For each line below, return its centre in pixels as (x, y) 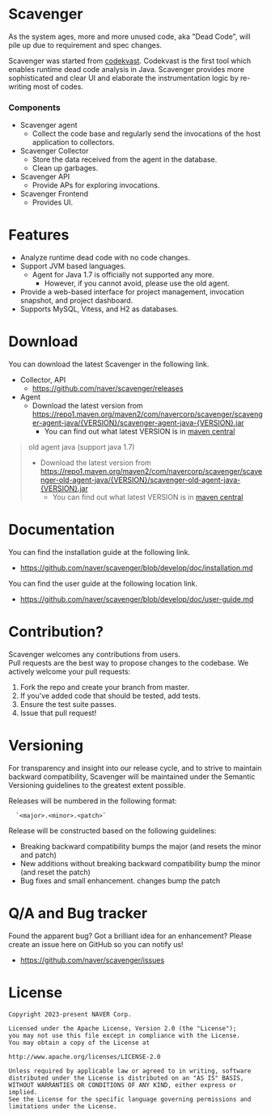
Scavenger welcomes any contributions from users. (94, 654)
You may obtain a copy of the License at (79, 1043)
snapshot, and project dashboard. (76, 301)
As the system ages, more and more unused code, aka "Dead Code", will (129, 36)
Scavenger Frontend (54, 194)
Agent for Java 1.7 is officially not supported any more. (123, 275)
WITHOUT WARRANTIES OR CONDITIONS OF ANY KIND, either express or (123, 1085)
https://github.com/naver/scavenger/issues (92, 960)
